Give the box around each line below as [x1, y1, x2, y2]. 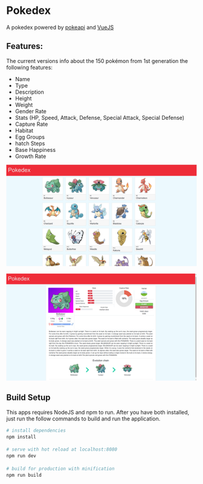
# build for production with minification [6, 466, 115, 472]
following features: [6, 64, 53, 71]
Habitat [14, 126, 34, 134]
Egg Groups [14, 133, 45, 140]
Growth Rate [14, 152, 47, 160]
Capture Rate [14, 120, 48, 128]
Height [14, 94, 32, 102]
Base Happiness [14, 146, 56, 153]
